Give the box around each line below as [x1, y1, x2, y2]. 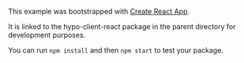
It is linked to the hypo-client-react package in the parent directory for [8, 22, 236, 31]
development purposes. [8, 31, 86, 39]
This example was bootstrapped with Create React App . [8, 7, 190, 16]
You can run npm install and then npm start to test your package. [8, 46, 223, 54]
